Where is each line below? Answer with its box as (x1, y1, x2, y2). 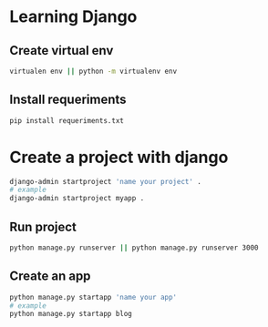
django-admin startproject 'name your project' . (9, 177, 202, 186)
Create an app (9, 269, 91, 284)
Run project (9, 219, 77, 234)
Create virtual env (9, 43, 114, 58)
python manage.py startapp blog (9, 310, 132, 319)
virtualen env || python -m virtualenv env (9, 66, 178, 76)
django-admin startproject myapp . (9, 194, 145, 203)
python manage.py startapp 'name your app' (9, 292, 178, 301)
